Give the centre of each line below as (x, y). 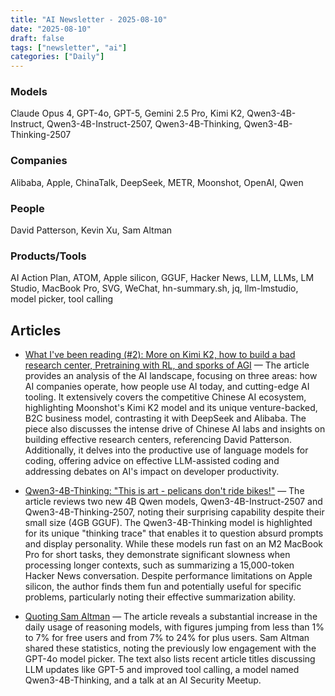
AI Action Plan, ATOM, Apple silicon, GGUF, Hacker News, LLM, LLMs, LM (162, 278)
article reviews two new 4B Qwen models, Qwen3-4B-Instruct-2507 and (173, 502)
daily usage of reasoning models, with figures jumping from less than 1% (174, 627)
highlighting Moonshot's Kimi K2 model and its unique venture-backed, (171, 408)
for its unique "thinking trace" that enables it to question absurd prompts (174, 533)
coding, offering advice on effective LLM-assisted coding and (152, 461)
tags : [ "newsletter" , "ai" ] (69, 47)
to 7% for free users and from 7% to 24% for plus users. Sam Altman (167, 638)
